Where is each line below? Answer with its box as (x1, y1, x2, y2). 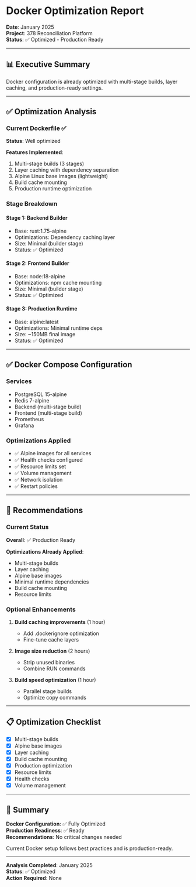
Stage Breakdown (6, 200, 58, 208)
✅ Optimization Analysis (6, 107, 97, 117)
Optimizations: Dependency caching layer (14, 233, 116, 241)
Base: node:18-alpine (14, 272, 66, 279)
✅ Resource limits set (14, 463, 66, 470)
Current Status (6, 523, 49, 531)
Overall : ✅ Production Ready (6, 536, 76, 543)
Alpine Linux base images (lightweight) (14, 173, 108, 180)
